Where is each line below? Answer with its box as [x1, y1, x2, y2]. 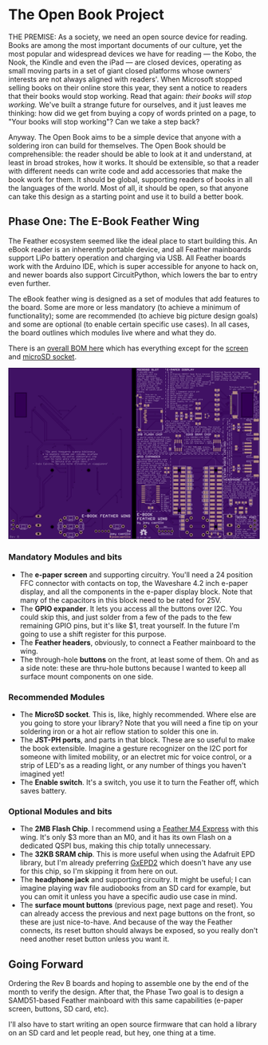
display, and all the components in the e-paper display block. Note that [19, 587, 253, 596]
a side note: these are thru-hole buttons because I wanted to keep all [19, 663, 246, 672]
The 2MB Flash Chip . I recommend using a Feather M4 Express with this [19, 824, 259, 833]
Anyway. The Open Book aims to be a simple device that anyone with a [8, 132, 242, 141]
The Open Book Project [8, 6, 165, 24]
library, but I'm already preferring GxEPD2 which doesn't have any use [19, 858, 252, 868]
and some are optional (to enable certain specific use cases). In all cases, [8, 319, 250, 329]
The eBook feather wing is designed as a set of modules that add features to [8, 294, 261, 303]
